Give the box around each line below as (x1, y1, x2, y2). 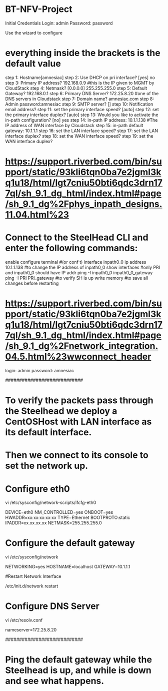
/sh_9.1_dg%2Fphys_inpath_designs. (5, 199, 162, 210)
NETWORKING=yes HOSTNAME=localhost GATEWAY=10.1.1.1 (5, 564, 130, 570)
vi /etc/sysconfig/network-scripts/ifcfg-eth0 (5, 499, 96, 506)
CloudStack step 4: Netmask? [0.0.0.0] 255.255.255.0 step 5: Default (5, 85, 147, 91)
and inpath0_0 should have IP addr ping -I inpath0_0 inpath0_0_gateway (5, 270, 153, 276)
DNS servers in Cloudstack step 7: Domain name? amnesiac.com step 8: (5, 96, 154, 102)
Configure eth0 (5, 483, 70, 494)
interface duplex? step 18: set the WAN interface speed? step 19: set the (5, 133, 153, 139)
